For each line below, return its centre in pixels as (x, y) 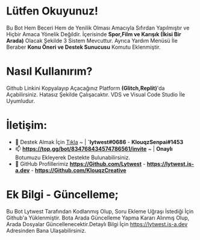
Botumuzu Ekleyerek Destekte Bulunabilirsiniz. (73, 157)
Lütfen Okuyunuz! (52, 11)
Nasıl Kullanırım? (49, 71)
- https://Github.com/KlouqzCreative (79, 170)
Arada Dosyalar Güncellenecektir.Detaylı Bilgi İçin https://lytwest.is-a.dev (97, 224)
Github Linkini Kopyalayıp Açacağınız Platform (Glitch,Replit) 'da (86, 88)
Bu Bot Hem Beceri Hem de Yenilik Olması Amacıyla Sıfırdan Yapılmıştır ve (98, 28)
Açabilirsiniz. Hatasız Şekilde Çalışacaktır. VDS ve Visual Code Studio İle (96, 94)
